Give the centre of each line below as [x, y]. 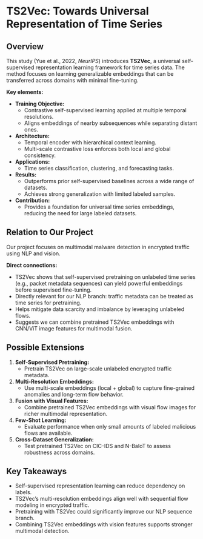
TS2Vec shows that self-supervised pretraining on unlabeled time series [105, 276]
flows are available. [48, 433]
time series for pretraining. [48, 303]
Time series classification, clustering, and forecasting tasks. [99, 168]
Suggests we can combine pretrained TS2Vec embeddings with [95, 322]
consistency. [40, 155]
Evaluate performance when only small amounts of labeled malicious [110, 426]
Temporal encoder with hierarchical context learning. [90, 142]
